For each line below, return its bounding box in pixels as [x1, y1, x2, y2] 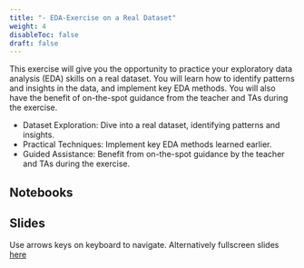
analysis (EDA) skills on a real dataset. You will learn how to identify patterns [9, 74, 295, 84]
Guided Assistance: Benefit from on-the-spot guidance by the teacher [22, 149, 285, 160]
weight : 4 [9, 22, 47, 31]
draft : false [9, 38, 59, 48]
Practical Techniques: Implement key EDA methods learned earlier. [22, 139, 272, 150]
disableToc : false [9, 30, 79, 39]
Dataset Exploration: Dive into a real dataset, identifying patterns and [22, 120, 280, 131]
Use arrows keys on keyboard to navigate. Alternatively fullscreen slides [9, 240, 279, 251]
